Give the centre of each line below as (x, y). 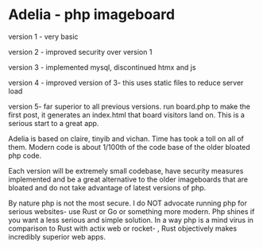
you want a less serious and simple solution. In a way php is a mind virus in (131, 220)
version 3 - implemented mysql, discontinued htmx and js (102, 67)
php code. (25, 155)
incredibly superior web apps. (57, 236)
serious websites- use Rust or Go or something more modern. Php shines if (131, 211)
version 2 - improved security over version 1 (80, 52)
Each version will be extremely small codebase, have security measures (126, 170)
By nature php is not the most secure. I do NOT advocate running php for (128, 203)
